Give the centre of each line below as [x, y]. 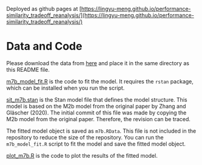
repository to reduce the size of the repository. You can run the [85, 137]
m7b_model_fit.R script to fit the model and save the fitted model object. [96, 144]
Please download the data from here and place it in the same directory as [98, 63]
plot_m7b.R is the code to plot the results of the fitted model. [82, 155]
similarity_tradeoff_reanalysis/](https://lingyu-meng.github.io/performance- [100, 15]
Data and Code [44, 47]
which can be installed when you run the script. [66, 88]
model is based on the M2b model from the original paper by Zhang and [96, 106]
